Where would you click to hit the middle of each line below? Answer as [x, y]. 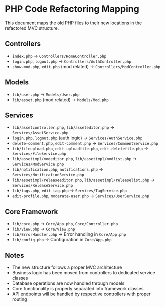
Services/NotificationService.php [48, 175]
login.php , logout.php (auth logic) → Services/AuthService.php [77, 138]
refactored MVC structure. [32, 28]
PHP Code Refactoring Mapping [72, 9]
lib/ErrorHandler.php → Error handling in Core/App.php [69, 234]
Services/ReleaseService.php [43, 186]
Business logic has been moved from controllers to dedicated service [84, 272]
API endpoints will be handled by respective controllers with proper [81, 294]
